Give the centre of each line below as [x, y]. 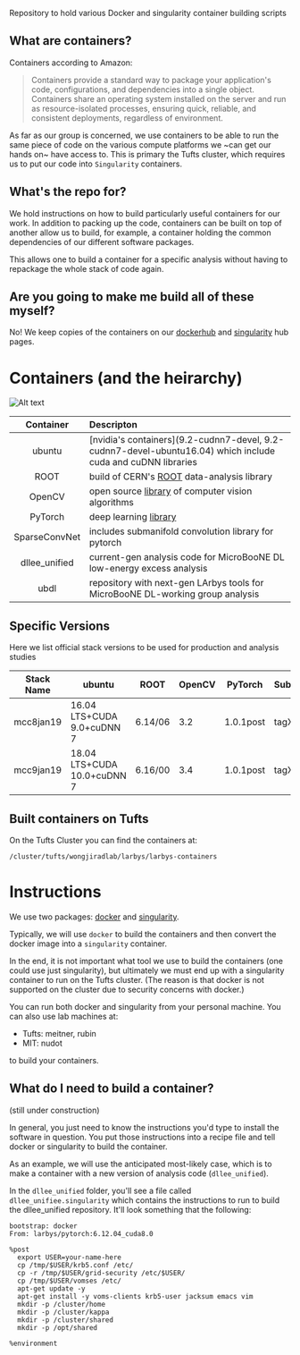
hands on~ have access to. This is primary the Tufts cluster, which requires [147, 154]
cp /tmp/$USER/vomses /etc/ [70, 1281]
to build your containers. [54, 1060]
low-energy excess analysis [148, 569]
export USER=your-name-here [70, 1257]
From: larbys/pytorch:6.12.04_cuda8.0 [81, 1233]
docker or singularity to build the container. [88, 1146]
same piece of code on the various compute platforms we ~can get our [140, 144]
